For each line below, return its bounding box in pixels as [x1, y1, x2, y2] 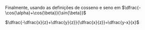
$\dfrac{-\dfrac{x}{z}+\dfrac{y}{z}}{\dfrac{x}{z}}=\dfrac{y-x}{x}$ [5, 20, 140, 25]
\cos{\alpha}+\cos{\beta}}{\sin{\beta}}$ [5, 10, 86, 16]
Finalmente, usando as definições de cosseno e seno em [5, 5, 121, 10]
